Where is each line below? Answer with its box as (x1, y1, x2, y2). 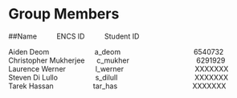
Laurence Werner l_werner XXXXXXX (8, 63, 229, 73)
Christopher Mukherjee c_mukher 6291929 (8, 55, 226, 65)
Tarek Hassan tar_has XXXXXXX (8, 81, 227, 91)
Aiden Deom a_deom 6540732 (8, 47, 224, 56)
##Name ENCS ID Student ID (8, 31, 140, 41)
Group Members (8, 5, 120, 23)
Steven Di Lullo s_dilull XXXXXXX (8, 72, 229, 82)
